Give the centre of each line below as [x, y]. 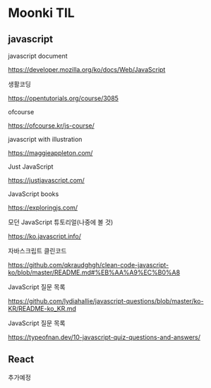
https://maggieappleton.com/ [50, 153]
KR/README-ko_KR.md [42, 309]
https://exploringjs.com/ [43, 207]
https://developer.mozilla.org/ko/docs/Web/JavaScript [87, 69]
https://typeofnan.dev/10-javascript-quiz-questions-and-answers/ [104, 337]
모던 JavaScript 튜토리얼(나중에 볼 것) [61, 222]
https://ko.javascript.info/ [45, 236]
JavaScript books [34, 194]
